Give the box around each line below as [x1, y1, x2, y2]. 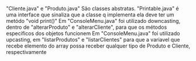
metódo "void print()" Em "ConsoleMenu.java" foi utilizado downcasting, [6, 18, 181, 24]
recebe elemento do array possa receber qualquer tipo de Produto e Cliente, [6, 42, 191, 49]
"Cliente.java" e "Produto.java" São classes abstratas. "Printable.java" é [6, 5, 180, 12]
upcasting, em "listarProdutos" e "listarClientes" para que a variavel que [6, 36, 180, 43]
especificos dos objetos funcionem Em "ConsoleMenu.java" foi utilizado [6, 30, 180, 37]
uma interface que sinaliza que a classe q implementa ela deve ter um [6, 11, 174, 18]
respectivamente [6, 49, 47, 55]
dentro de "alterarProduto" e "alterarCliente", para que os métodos [6, 23, 167, 30]
